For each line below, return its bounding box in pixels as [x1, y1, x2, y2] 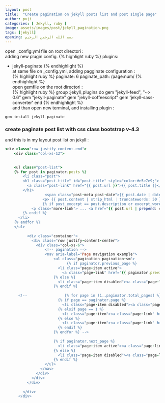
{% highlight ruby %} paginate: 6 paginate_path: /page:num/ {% [12, 73, 142, 79]
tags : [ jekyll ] [5, 30, 36, 35]
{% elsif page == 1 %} [57, 306, 105, 312]
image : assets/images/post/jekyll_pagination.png [5, 26, 109, 31]
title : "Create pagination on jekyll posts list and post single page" [5, 12, 157, 17]
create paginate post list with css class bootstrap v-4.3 [5, 126, 139, 133]
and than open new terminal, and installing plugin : [12, 104, 114, 111]
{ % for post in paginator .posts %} [14, 169, 87, 174]
